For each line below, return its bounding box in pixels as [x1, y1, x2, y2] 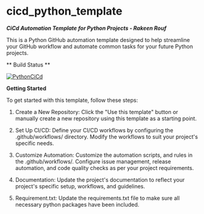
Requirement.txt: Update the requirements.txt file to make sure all [15, 194, 180, 202]
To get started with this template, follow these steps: [6, 96, 139, 104]
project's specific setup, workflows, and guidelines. [15, 182, 145, 190]
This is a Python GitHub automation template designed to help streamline [6, 36, 191, 43]
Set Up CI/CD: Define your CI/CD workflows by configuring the [15, 126, 173, 134]
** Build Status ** [6, 61, 51, 68]
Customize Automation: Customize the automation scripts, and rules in [15, 151, 193, 159]
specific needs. [15, 139, 54, 147]
